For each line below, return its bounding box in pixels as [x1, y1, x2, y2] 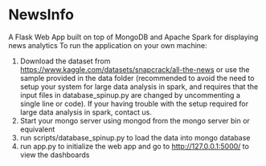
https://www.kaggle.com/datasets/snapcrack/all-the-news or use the [19, 64, 250, 74]
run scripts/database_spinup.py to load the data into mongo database [19, 132, 251, 142]
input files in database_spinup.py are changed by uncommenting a [19, 90, 241, 99]
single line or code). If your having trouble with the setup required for [19, 99, 249, 108]
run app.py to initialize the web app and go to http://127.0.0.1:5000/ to [19, 141, 249, 151]
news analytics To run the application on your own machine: [8, 40, 207, 50]
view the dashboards [19, 150, 90, 160]
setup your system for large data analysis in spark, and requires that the [19, 82, 259, 91]
